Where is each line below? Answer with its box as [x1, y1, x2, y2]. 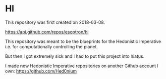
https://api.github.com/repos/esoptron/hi [5, 29, 89, 35]
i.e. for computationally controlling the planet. [5, 43, 98, 49]
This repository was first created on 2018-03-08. [5, 19, 105, 25]
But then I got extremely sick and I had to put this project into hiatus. [5, 53, 145, 59]
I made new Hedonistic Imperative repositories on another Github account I [5, 63, 159, 69]
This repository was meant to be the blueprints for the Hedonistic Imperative [5, 38, 161, 44]
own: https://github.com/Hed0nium [5, 68, 77, 74]
